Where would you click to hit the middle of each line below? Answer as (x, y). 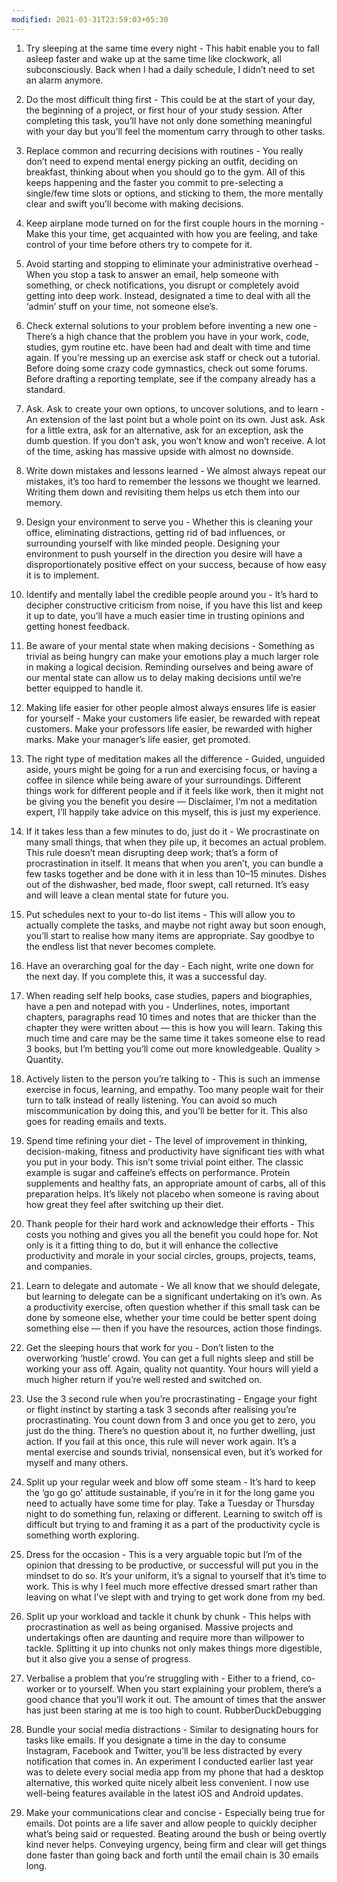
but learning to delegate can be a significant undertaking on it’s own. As (174, 1296)
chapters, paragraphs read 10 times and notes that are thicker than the (171, 1017)
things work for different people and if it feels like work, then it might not (174, 790)
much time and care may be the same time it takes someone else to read (175, 1038)
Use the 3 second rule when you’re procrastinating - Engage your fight (171, 1398)
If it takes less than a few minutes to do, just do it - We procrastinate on (172, 831)
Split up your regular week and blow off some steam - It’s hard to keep (170, 1482)
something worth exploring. (82, 1535)
